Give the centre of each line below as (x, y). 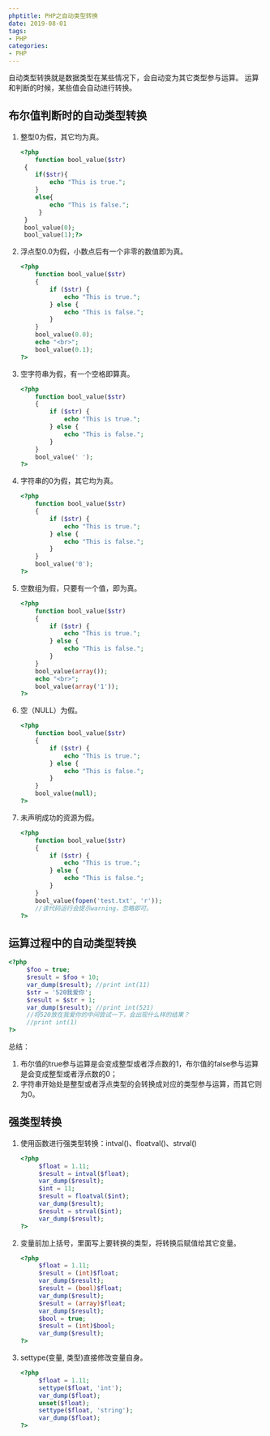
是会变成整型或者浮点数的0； (69, 1074)
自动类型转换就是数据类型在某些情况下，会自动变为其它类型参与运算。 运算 (134, 77)
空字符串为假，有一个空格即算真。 (77, 374)
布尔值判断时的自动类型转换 (78, 115)
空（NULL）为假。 (51, 711)
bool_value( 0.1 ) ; (64, 349)
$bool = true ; (62, 1318)
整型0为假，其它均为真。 (62, 137)
